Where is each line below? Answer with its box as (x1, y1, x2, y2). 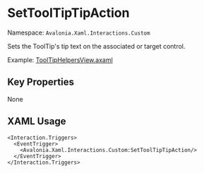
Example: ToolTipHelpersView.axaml (7, 55, 113, 64)
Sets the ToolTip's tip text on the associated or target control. (7, 42, 186, 50)
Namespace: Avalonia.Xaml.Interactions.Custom (7, 28, 150, 37)
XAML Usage (7, 115, 66, 128)
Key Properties (7, 76, 74, 88)
